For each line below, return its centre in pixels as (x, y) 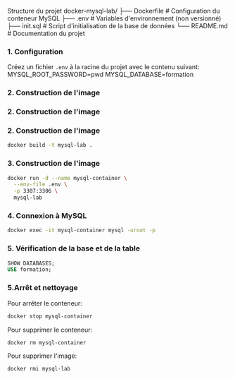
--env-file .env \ (41, 185)
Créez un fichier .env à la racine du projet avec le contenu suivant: (103, 67)
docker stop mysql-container (50, 316)
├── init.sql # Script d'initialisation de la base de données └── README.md (118, 26)
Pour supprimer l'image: (42, 356)
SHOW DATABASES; (31, 263)
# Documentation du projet (46, 33)
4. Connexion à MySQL (47, 216)
